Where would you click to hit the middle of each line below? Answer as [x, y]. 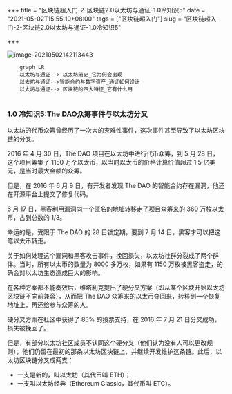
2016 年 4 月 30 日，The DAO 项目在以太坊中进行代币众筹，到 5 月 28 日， [113, 153]
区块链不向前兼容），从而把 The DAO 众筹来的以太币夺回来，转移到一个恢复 [114, 297]
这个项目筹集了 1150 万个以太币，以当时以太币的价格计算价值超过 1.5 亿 [108, 162]
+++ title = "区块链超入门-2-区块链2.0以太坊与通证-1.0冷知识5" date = [106, 10]
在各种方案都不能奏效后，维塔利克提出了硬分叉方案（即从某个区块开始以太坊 [116, 288]
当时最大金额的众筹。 [56, 171]
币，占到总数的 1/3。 [37, 218]
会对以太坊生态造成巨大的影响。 [58, 273]
